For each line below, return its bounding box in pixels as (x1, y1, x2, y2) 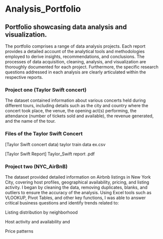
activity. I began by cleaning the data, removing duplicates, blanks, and (5, 184, 147, 190)
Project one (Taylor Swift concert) (5, 86, 87, 93)
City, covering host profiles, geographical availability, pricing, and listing (5, 179, 149, 185)
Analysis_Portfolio (5, 3, 81, 15)
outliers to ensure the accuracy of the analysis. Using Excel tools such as (5, 189, 152, 195)
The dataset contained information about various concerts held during (5, 97, 146, 103)
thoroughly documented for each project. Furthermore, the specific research (5, 64, 159, 70)
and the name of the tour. (5, 118, 56, 124)
